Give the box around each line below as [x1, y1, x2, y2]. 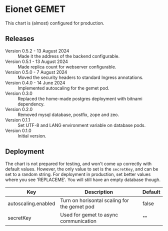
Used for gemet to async [59, 211, 118, 218]
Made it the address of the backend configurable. [17, 53, 120, 59]
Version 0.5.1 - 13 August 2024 [5, 58, 68, 64]
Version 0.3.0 [5, 90, 32, 96]
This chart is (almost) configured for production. [5, 20, 104, 26]
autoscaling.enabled [7, 200, 55, 207]
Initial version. [17, 132, 46, 138]
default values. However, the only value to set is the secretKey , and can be [5, 166, 158, 172]
